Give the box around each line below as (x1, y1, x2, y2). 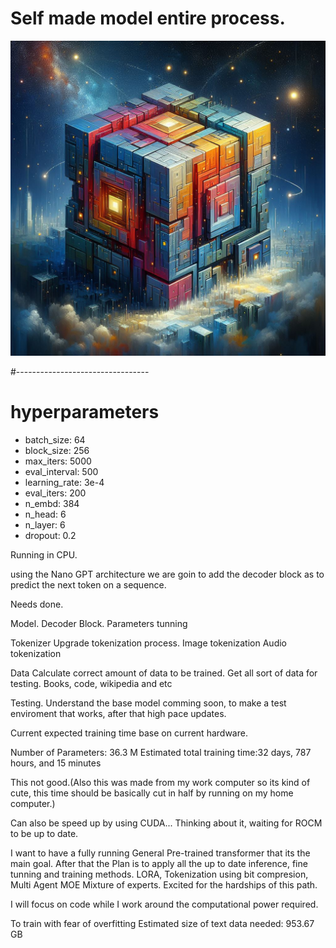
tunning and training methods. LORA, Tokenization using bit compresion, (10, 868, 309, 880)
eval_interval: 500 (24, 465, 99, 477)
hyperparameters (10, 401, 160, 424)
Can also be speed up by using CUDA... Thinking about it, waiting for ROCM (10, 817, 323, 829)
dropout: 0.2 (24, 529, 77, 541)
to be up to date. (10, 827, 79, 839)
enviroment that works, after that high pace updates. (10, 707, 227, 719)
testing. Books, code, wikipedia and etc (10, 677, 173, 689)
